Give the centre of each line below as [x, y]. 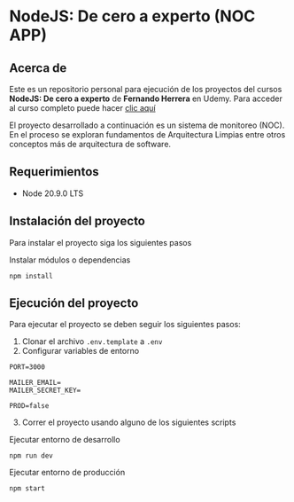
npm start [27, 489]
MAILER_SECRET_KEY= [45, 391]
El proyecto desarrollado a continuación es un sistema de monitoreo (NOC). [147, 125]
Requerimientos [54, 172]
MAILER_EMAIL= [35, 383]
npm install [31, 276]
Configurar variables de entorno [81, 351]
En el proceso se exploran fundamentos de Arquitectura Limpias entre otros [147, 134]
